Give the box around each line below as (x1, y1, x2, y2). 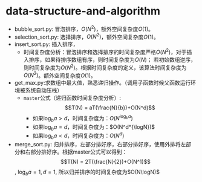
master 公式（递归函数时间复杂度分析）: (23, 94, 122, 102)
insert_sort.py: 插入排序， (14, 41, 79, 48)
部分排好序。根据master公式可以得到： (30, 148, 128, 155)
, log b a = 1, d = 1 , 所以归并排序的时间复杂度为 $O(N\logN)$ (14, 168, 160, 177)
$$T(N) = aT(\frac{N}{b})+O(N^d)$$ (65, 104, 155, 111)
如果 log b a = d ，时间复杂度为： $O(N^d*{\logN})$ (32, 123, 155, 132)
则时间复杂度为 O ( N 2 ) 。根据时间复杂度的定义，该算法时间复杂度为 (23, 62, 187, 71)
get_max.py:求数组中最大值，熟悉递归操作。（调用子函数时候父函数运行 (14, 79, 191, 86)
